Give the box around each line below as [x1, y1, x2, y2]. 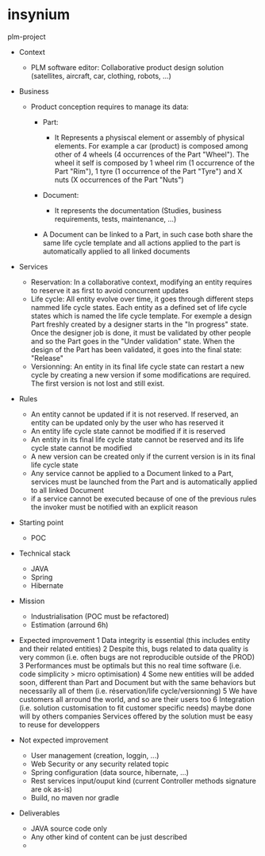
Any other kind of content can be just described [30, 832, 187, 842]
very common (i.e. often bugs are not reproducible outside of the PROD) [18, 652, 255, 661]
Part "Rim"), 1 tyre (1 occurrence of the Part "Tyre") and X [54, 166, 243, 176]
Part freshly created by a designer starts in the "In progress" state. [30, 320, 249, 329]
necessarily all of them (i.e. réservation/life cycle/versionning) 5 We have [18, 686, 258, 695]
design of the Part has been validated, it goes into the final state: [30, 344, 243, 354]
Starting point [18, 517, 64, 527]
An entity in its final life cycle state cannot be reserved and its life [30, 435, 244, 444]
